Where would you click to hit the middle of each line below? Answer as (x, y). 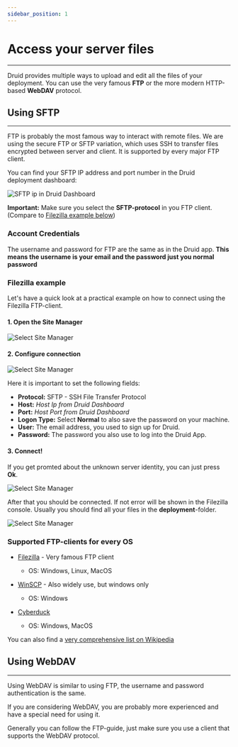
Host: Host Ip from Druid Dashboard (71, 404)
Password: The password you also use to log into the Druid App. (112, 435)
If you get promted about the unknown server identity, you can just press (114, 467)
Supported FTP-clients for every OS (70, 541)
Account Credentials (44, 233)
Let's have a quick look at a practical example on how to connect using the (116, 298)
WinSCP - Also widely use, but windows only (83, 584)
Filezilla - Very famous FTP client (66, 557)
